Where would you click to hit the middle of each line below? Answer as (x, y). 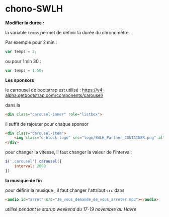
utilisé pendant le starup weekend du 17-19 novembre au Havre (71, 209)
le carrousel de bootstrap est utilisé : (43, 90)
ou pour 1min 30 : (23, 61)
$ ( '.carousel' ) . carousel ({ (33, 161)
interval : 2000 (30, 166)
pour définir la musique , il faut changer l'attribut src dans (65, 190)
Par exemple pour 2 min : (31, 42)
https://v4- (93, 90)
